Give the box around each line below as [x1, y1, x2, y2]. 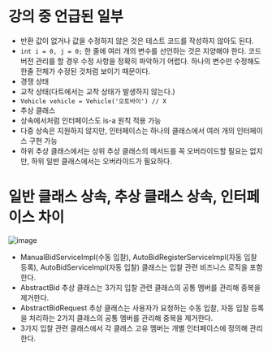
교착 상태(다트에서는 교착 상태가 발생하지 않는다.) [19, 86, 176, 96]
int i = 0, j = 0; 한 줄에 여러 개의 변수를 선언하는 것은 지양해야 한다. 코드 [19, 45, 262, 55]
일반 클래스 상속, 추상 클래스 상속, [8, 188, 218, 206]
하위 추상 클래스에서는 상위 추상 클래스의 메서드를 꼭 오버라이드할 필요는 [19, 145, 248, 155]
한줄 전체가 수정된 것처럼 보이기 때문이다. [19, 66, 151, 76]
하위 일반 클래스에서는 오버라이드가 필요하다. [31, 156, 173, 166]
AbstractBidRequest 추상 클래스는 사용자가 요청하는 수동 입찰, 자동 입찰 [19, 302, 249, 313]
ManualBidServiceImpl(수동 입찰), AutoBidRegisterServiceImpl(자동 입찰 [19, 252, 257, 262]
